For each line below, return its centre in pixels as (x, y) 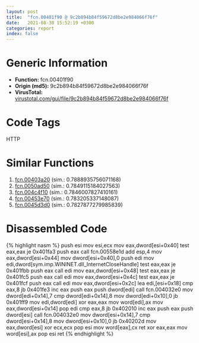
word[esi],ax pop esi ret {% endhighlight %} (60, 333)
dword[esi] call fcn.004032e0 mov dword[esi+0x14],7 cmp (78, 314)
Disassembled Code (57, 229)
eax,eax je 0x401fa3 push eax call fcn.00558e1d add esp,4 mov (84, 251)
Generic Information (57, 63)
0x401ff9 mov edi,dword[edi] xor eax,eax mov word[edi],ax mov (85, 302)
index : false (22, 34)
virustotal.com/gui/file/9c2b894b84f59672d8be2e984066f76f (91, 99)
